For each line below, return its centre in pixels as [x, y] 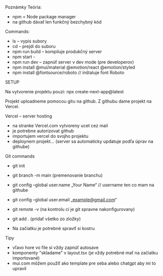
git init [19, 166]
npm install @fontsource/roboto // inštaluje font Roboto [68, 73]
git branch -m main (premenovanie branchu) [57, 175]
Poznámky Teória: [23, 7]
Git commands [20, 156]
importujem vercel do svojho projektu [50, 136]
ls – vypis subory [29, 41]
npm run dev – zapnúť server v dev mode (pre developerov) [73, 62]
